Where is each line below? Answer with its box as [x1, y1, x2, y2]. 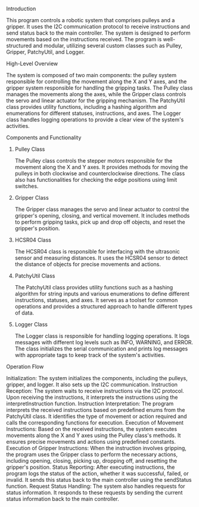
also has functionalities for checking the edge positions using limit [14, 176, 178, 183]
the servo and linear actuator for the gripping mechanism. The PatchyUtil [6, 97, 185, 104]
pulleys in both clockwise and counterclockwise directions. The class [14, 170, 185, 177]
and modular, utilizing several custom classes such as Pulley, [33, 42, 183, 49]
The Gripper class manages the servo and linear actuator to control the [14, 206, 189, 213]
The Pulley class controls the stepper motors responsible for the [14, 157, 173, 164]
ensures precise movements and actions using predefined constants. [6, 438, 176, 445]
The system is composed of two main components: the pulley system [6, 72, 177, 78]
